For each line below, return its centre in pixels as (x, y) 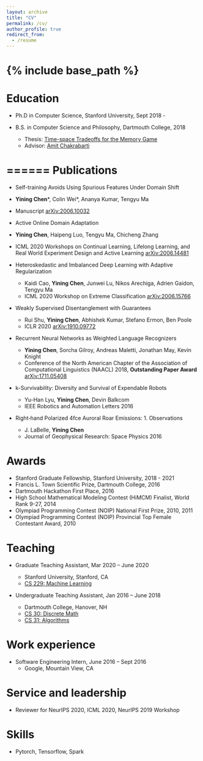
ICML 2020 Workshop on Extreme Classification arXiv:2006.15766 (108, 296)
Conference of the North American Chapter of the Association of (106, 363)
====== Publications (62, 170)
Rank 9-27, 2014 (35, 504)
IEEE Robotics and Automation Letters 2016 (79, 406)
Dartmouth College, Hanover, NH (66, 607)
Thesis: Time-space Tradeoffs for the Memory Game (91, 139)
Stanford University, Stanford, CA (66, 577)
